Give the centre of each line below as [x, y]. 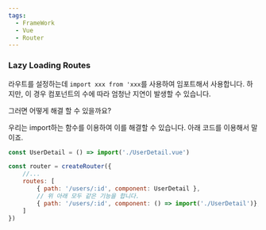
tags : [17, 15]
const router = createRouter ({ [60, 167]
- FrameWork [35, 23]
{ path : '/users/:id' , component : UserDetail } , [119, 189]
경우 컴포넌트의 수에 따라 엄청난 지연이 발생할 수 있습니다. [122, 94]
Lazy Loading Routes [50, 66]
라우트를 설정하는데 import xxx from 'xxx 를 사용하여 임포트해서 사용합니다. [127, 83]
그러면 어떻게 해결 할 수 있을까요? [60, 110]
